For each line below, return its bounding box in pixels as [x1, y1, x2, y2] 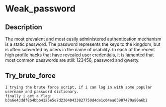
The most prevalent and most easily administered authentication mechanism [5, 36, 162, 42]
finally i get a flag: [5, 93, 52, 99]
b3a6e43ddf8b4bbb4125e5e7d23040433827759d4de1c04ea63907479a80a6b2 [5, 98, 148, 103]
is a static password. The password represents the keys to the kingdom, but [5, 41, 161, 47]
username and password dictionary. [5, 89, 79, 94]
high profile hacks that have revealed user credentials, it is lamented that [5, 52, 154, 58]
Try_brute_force [5, 72, 56, 80]
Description [5, 23, 42, 31]
